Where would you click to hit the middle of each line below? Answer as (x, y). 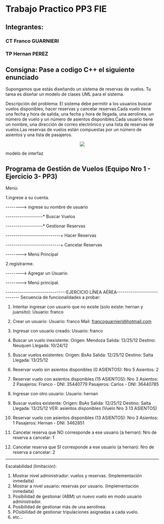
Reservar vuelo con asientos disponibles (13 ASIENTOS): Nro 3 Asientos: (85, 418)
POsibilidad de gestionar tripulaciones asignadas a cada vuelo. (75, 512)
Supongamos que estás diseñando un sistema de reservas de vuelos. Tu (78, 89)
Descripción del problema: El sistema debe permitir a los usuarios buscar (79, 104)
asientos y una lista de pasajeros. (39, 135)
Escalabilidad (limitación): (31, 466)
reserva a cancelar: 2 (34, 452)
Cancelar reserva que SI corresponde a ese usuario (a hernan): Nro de (83, 447)
